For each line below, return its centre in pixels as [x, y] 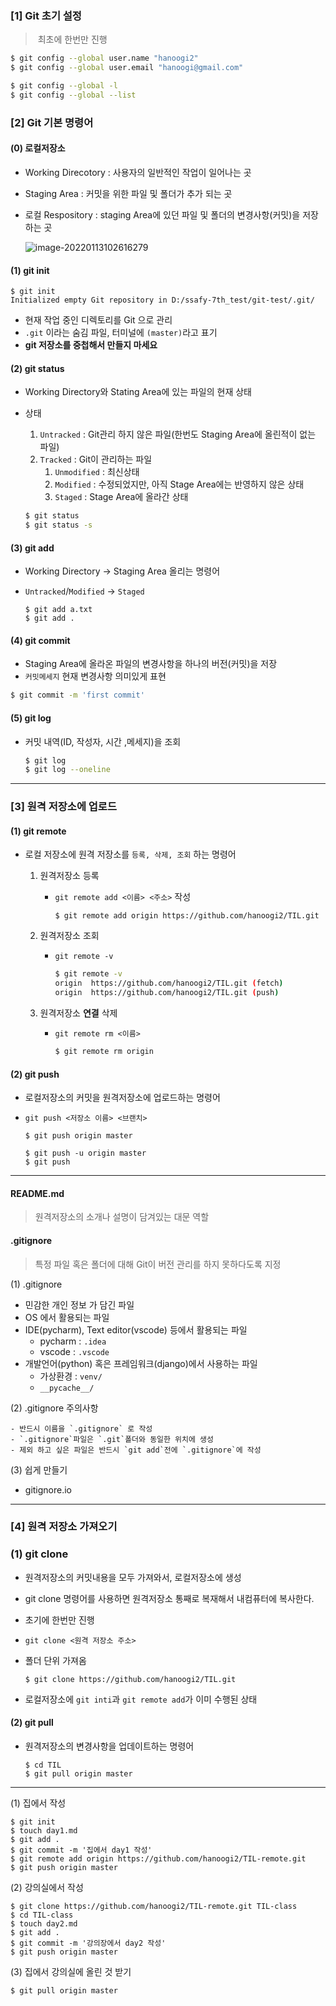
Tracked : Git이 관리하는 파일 [96, 459]
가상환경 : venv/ [71, 1376]
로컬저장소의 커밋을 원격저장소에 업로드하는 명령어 [122, 1098]
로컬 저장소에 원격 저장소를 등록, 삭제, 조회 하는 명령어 [130, 854]
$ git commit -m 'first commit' [77, 695]
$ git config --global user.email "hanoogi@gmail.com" [127, 68]
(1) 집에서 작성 [38, 1803]
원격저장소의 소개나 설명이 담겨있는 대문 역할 [122, 1217]
